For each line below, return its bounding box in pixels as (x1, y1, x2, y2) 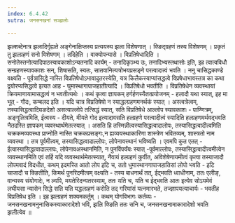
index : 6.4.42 (7, 10, 49, 18)
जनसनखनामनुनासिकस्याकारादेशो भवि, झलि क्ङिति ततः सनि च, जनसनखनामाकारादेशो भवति (7, 200, 208, 208)
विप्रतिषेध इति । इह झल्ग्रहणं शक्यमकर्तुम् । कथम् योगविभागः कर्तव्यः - (7, 192, 157, 201)
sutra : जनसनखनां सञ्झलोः (7, 17, 69, 24)
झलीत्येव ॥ (7, 208, 31, 216)
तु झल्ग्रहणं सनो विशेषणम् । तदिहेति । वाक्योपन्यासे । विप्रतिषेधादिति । (7, 50, 159, 58)
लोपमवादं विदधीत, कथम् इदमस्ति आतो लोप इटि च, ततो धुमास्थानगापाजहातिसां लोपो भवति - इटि (7, 161, 215, 169)
